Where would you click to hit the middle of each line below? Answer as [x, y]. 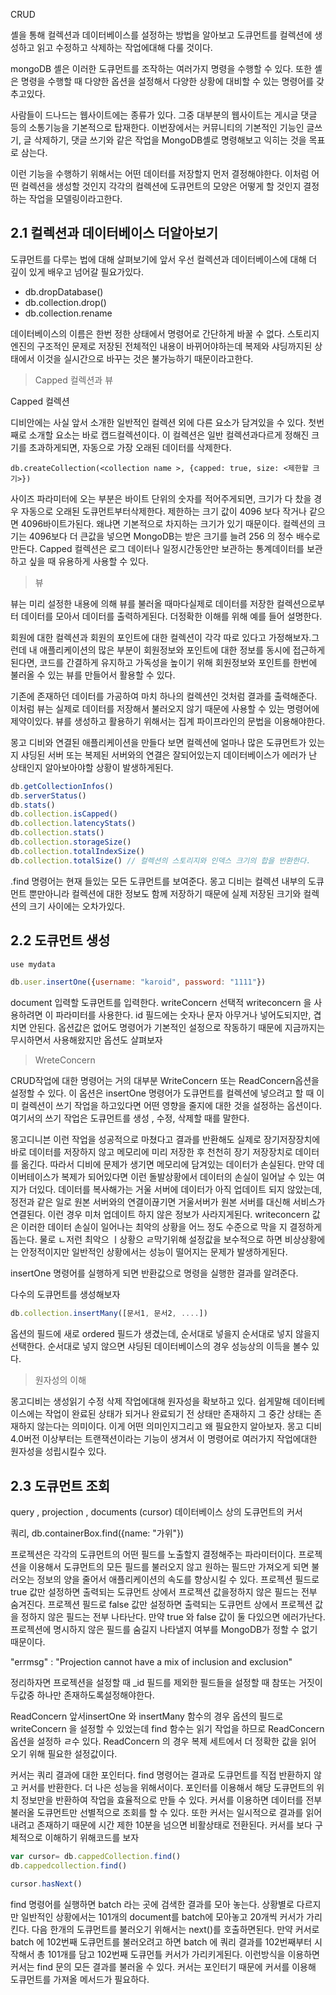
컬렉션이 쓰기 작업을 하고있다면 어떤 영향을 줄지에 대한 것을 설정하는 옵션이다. [171, 1106]
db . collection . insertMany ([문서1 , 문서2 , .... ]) [109, 1314]
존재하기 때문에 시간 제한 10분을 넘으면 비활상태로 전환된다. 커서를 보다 [174, 1825]
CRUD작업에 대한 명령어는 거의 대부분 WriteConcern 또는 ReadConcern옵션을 [165, 1081]
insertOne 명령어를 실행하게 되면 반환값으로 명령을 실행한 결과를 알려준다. [154, 1273]
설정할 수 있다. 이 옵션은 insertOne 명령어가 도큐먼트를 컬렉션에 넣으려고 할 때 [162, 1093]
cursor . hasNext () [46, 1884]
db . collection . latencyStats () [73, 824]
